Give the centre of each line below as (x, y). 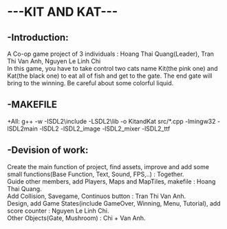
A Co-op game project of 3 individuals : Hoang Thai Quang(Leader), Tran (111, 54)
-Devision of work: (48, 150)
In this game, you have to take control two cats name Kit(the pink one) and (112, 68)
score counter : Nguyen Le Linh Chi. (58, 210)
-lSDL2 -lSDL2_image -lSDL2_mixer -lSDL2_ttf (105, 129)
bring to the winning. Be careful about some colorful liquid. (90, 83)
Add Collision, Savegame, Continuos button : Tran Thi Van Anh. (97, 196)
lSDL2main (22, 129)
